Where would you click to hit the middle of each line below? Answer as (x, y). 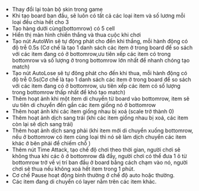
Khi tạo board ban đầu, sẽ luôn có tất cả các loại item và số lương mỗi (99, 16)
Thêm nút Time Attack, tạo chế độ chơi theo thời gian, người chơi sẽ (96, 150)
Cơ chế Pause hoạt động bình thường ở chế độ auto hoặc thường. (93, 175)
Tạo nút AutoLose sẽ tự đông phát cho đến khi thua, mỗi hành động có (99, 73)
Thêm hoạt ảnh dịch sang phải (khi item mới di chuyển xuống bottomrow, (103, 130)
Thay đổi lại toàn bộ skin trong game (57, 9)
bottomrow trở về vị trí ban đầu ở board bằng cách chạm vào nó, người (100, 162)
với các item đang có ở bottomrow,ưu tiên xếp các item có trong (91, 54)
